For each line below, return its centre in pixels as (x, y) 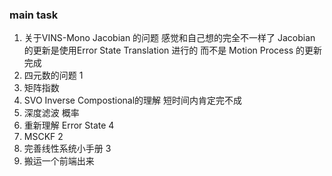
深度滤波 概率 (51, 113)
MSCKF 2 (43, 137)
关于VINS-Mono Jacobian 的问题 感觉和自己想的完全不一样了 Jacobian (169, 38)
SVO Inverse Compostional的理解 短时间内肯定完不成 (133, 100)
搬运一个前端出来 (59, 161)
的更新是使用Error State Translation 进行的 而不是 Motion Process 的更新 (172, 50)
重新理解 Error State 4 (69, 125)
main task (34, 15)
